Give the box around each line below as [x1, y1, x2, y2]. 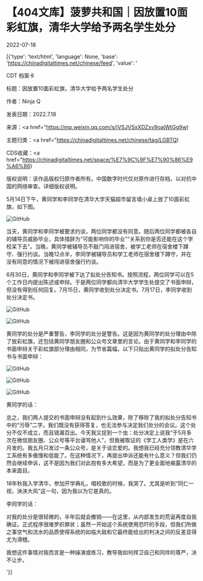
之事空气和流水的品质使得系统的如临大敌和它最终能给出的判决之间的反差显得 [6, 528, 197, 536]
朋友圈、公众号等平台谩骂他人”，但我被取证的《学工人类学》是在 [27, 436, 189, 443]
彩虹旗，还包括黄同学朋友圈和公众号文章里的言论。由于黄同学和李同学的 [16, 337, 197, 344]
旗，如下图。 [6, 203, 38, 210]
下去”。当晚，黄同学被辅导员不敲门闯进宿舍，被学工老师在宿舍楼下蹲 [16, 243, 189, 250]
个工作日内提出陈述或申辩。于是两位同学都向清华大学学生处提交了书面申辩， [6, 278, 197, 286]
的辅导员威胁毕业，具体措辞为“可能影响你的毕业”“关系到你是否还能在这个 [6, 235, 188, 243]
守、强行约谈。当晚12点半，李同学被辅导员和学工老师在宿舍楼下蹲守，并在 [6, 250, 192, 258]
